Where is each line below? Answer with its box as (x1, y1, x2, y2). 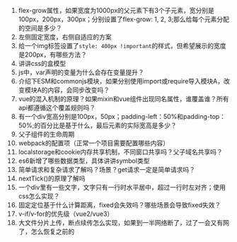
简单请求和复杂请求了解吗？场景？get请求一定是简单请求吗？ (18, 166, 196, 173)
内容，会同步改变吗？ (47, 86, 110, 94)
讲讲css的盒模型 (18, 59, 67, 67)
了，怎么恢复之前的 (18, 227, 75, 236)
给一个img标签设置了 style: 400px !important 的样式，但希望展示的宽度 (18, 42, 226, 50)
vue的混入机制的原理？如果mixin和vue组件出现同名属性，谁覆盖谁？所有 (18, 95, 229, 103)
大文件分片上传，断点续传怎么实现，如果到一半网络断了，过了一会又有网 (18, 219, 229, 226)
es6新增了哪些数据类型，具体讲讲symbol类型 (18, 156, 150, 165)
